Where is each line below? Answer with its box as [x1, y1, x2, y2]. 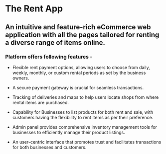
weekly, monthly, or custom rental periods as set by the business [12, 70, 146, 76]
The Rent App [5, 3, 63, 14]
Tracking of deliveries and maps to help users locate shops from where [12, 94, 159, 100]
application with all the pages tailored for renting [5, 30, 160, 39]
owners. [12, 75, 29, 81]
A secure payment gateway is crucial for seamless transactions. [12, 84, 144, 90]
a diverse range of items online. [5, 38, 106, 47]
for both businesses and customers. [12, 144, 87, 150]
